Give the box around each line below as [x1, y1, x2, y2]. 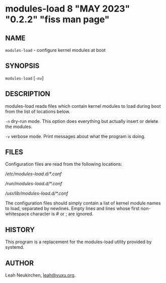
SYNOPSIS [5, 61, 40, 70]
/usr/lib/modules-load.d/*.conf [5, 190, 68, 196]
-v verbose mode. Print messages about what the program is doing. [5, 133, 146, 139]
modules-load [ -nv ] [5, 75, 44, 81]
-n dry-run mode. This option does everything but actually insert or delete [5, 118, 158, 124]
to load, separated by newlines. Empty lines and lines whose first [5, 205, 140, 211]
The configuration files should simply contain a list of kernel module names [5, 200, 161, 206]
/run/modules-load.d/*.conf [5, 181, 62, 187]
